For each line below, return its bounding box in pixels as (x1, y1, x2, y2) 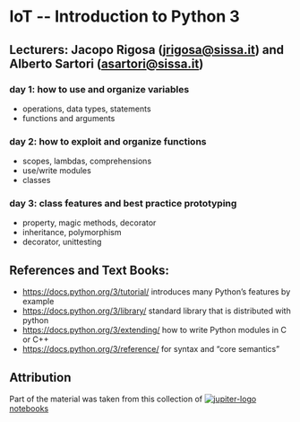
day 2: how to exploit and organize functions (9, 135, 207, 147)
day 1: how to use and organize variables (9, 83, 190, 95)
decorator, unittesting (21, 236, 102, 248)
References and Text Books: (9, 262, 170, 277)
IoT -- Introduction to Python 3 (9, 6, 240, 27)
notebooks (9, 403, 49, 414)
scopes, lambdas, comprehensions (21, 155, 152, 167)
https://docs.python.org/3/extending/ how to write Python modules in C (21, 325, 287, 336)
